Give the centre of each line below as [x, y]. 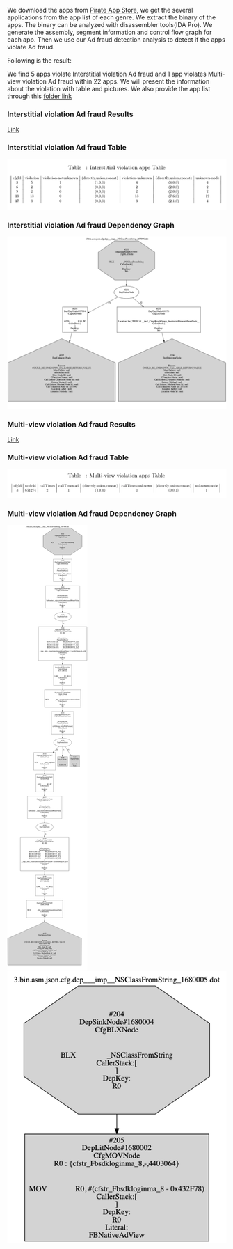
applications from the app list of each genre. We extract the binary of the [112, 17]
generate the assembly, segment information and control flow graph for [110, 32]
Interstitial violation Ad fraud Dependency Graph [91, 225]
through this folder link [40, 96]
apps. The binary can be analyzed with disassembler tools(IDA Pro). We [110, 25]
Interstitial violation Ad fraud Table [67, 148]
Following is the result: [39, 61]
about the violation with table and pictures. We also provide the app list [109, 89]
